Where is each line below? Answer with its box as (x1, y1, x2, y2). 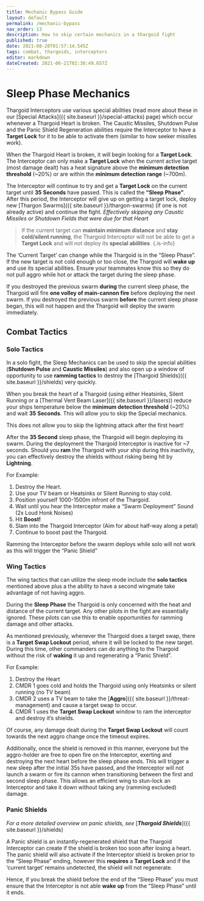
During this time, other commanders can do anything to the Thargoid (6, 645, 178, 653)
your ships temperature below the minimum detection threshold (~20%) (6, 403, 190, 410)
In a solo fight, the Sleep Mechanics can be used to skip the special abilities (6, 359, 197, 366)
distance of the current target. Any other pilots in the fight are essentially (6, 607, 189, 615)
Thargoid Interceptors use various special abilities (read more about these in (6, 106, 198, 114)
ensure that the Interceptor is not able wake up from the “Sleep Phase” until (6, 882, 197, 889)
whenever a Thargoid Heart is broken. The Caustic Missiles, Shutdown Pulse (6, 120, 199, 127)
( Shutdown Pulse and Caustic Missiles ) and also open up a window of (6, 365, 185, 373)
